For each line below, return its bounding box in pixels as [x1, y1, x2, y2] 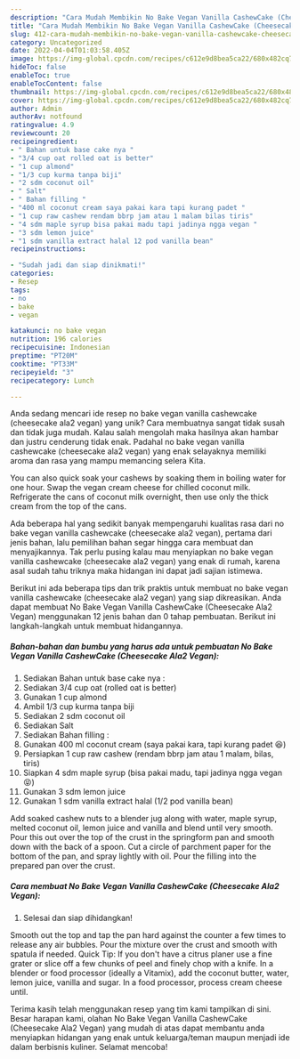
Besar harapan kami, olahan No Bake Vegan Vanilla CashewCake [10, 1014, 247, 1024]
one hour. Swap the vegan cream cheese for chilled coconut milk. [10, 482, 251, 493]
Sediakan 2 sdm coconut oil [22, 711, 126, 722]
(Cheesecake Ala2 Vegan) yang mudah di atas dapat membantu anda [10, 1023, 265, 1033]
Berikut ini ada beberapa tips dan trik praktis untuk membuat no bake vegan [10, 583, 288, 594]
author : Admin [10, 104, 63, 113]
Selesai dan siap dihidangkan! [22, 913, 133, 924]
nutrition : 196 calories [10, 335, 102, 344]
